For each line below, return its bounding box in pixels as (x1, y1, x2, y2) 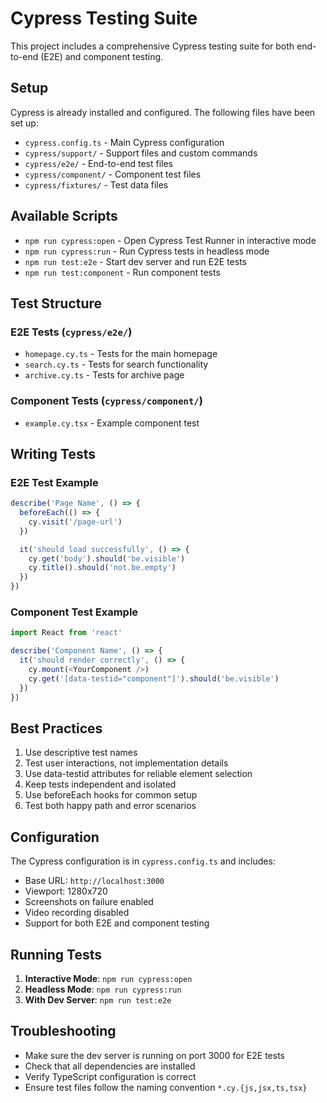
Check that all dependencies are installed (24, 1060, 196, 1072)
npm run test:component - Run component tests (24, 266, 221, 278)
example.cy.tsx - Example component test (24, 417, 200, 429)
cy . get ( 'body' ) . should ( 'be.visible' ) (28, 553, 186, 564)
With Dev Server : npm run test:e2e (24, 993, 172, 1006)
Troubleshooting (10, 1023, 117, 1040)
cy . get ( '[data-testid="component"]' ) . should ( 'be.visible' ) (28, 673, 280, 684)
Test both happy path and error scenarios (24, 800, 197, 812)
